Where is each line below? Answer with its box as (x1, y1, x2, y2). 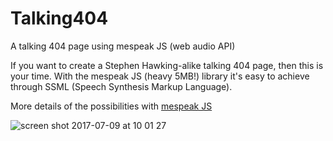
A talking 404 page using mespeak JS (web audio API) (10, 40, 236, 52)
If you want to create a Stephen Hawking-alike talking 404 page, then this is (10, 59, 324, 71)
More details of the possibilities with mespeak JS (10, 100, 213, 112)
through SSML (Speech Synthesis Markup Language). (10, 80, 233, 92)
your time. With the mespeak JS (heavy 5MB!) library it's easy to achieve (10, 70, 310, 82)
